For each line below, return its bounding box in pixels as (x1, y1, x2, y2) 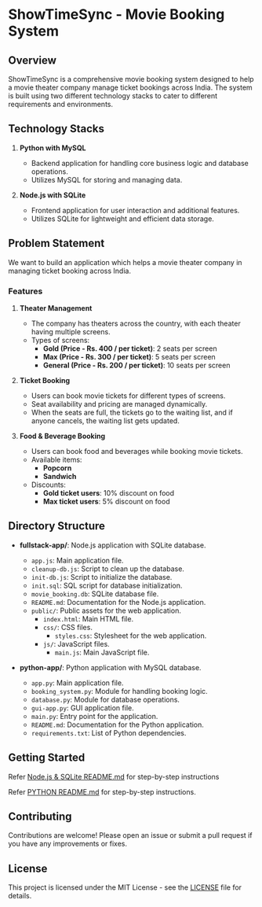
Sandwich (42, 471, 77, 481)
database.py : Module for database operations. (31, 695, 180, 704)
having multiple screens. (31, 326, 111, 336)
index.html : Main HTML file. (42, 614, 134, 623)
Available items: (31, 455, 82, 464)
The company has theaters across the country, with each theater (31, 319, 241, 328)
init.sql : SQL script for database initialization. (31, 581, 183, 590)
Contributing (8, 809, 72, 823)
